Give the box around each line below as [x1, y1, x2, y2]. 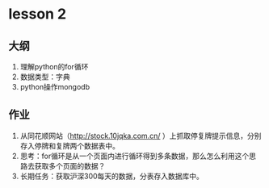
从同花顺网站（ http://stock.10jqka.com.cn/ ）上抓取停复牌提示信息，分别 [19, 131, 262, 140]
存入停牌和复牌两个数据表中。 [19, 140, 120, 150]
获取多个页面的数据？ [34, 161, 106, 170]
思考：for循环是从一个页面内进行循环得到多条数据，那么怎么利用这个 [19, 151, 250, 161]
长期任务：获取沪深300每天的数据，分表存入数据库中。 [19, 171, 204, 181]
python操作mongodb [19, 82, 90, 91]
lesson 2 [8, 5, 67, 23]
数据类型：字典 [19, 72, 70, 81]
